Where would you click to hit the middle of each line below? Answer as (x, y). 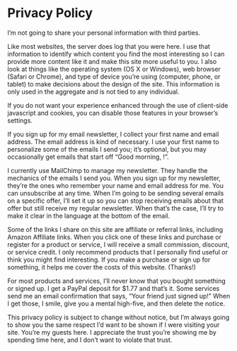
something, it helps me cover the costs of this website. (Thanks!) (102, 267)
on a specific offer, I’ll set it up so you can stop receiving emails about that (116, 201)
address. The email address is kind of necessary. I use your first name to (113, 141)
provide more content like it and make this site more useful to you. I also (112, 61)
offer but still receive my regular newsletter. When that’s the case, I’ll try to (116, 208)
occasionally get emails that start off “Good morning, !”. (88, 157)
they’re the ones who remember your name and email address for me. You (116, 185)
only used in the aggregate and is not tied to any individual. (93, 91)
